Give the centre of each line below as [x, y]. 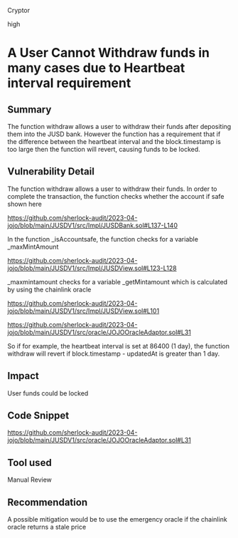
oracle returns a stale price [47, 527]
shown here [25, 204]
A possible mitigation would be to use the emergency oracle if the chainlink [117, 519]
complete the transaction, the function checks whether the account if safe [116, 196]
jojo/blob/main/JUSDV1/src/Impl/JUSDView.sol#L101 [83, 311]
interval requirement [69, 83]
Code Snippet [38, 416]
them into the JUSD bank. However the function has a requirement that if [114, 134]
